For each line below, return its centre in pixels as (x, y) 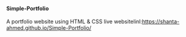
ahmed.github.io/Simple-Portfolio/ (49, 28)
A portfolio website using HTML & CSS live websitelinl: (74, 21)
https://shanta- (161, 21)
